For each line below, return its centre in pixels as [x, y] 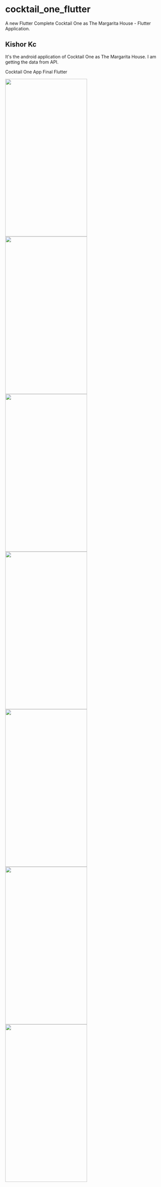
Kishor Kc [21, 45]
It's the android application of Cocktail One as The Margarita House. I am [81, 56]
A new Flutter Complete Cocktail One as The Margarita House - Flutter [78, 23]
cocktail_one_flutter [48, 9]
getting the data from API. [32, 62]
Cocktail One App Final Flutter [36, 72]
